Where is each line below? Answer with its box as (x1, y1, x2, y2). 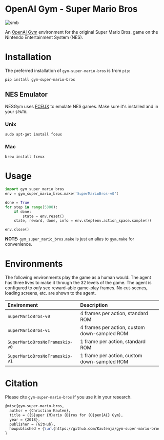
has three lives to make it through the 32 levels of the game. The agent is (5, 280, 152, 286)
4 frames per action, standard (80, 310, 148, 317)
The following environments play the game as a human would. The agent (5, 275, 151, 280)
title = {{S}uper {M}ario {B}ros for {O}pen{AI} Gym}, (9, 413, 123, 417)
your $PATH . (5, 109, 28, 115)
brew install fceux (5, 154, 45, 160)
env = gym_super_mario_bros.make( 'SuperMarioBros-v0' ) (5, 191, 119, 196)
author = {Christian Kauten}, (9, 408, 71, 413)
